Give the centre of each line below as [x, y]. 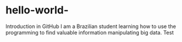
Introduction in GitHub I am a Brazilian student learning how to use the [91, 26]
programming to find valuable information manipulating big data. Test [90, 32]
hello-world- [37, 10]
